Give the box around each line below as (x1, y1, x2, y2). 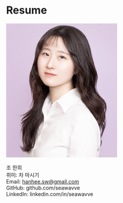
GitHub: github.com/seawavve (6, 184, 80, 192)
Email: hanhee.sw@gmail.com (6, 178, 79, 185)
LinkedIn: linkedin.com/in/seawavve (6, 191, 93, 198)
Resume (6, 4, 47, 17)
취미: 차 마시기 (6, 172, 40, 179)
